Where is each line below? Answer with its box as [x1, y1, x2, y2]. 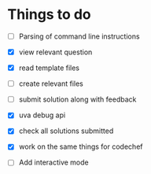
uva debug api [18, 110, 66, 120]
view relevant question [18, 47, 93, 57]
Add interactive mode [18, 157, 89, 167]
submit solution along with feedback [18, 94, 137, 104]
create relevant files [18, 79, 83, 88]
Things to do [7, 6, 91, 24]
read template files [18, 63, 80, 72]
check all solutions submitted [18, 126, 114, 135]
